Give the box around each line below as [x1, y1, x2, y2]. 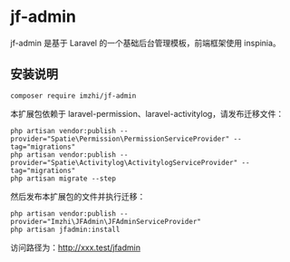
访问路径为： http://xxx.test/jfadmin [10, 242, 141, 253]
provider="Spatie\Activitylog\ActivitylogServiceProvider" [10, 158, 238, 167]
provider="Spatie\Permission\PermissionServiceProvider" [10, 134, 230, 143]
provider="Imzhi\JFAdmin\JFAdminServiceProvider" [10, 217, 202, 226]
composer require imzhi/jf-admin [10, 91, 137, 101]
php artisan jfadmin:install [10, 225, 121, 234]
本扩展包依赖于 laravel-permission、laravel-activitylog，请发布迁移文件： [10, 108, 285, 119]
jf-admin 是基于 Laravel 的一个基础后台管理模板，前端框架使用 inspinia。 [10, 37, 282, 48]
